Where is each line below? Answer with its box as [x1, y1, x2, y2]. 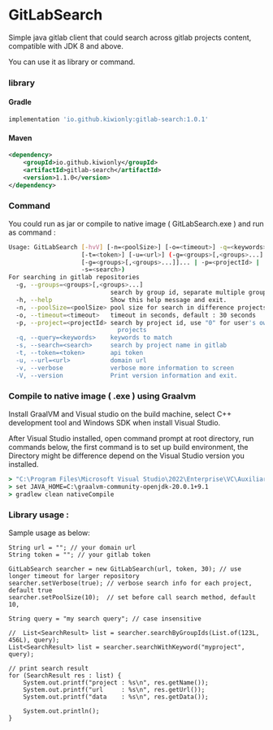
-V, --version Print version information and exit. [15, 371, 238, 379]
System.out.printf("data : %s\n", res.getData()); [23, 693, 209, 701]
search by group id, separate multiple [110, 288, 245, 297]
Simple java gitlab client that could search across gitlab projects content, [8, 32, 252, 42]
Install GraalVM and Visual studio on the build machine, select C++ [8, 408, 232, 419]
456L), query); [8, 636, 60, 644]
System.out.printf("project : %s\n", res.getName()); [23, 678, 209, 687]
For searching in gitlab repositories [8, 274, 140, 282]
